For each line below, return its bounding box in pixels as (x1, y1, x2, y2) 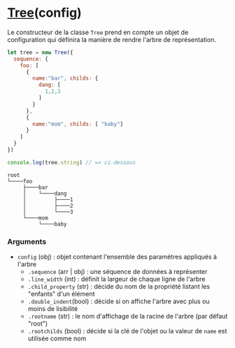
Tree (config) (7, 5, 82, 21)
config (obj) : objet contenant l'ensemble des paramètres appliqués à (17, 253, 218, 261)
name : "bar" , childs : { (32, 75, 99, 82)
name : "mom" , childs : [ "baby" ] (32, 120, 124, 127)
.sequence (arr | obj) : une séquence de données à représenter (27, 268, 208, 276)
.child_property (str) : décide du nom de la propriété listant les (27, 282, 211, 291)
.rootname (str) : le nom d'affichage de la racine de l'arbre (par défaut (27, 312, 228, 321)
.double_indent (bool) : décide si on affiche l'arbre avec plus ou (27, 297, 210, 305)
